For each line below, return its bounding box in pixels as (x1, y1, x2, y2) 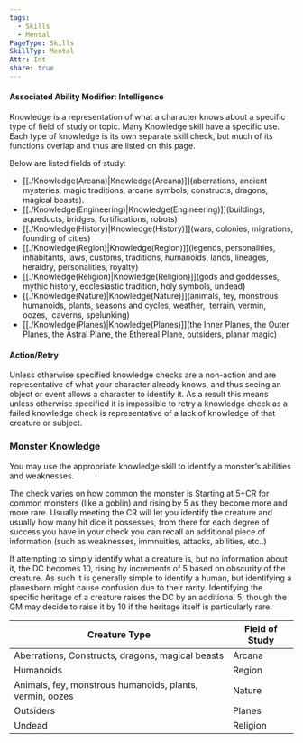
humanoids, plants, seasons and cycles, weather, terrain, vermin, (22, 300, 266, 311)
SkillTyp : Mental (9, 47, 75, 56)
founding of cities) (22, 233, 91, 244)
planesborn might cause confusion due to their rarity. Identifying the (9, 581, 263, 592)
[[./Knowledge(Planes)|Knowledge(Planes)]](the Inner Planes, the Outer (22, 320, 290, 330)
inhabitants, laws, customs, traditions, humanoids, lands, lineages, (22, 252, 269, 263)
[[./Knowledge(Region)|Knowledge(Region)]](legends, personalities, (22, 243, 276, 254)
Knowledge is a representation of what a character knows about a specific (9, 112, 286, 123)
